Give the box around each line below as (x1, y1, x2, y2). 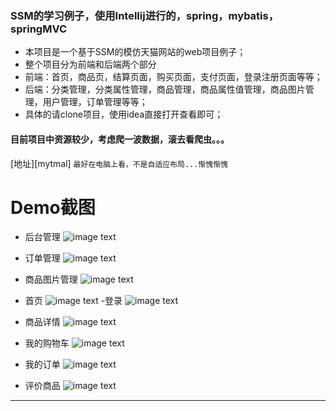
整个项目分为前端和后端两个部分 (24, 58, 157, 71)
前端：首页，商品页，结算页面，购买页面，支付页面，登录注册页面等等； (24, 71, 323, 83)
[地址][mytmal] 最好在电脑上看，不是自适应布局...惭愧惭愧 (10, 157, 228, 169)
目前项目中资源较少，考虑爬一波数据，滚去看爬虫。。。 (10, 133, 230, 145)
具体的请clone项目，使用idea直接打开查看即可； (24, 108, 224, 121)
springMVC (10, 22, 68, 36)
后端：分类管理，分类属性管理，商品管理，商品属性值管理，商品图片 (24, 83, 306, 96)
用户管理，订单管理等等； (42, 96, 148, 108)
